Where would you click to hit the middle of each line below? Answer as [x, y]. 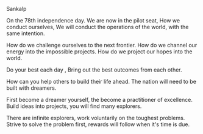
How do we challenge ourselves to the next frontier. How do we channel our [102, 45]
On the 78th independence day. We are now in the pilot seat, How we [93, 20]
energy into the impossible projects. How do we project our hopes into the [99, 52]
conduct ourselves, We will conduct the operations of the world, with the [98, 27]
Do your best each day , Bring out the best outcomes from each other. [94, 70]
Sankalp [16, 9]
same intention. [26, 33]
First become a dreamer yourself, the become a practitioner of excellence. [100, 100]
